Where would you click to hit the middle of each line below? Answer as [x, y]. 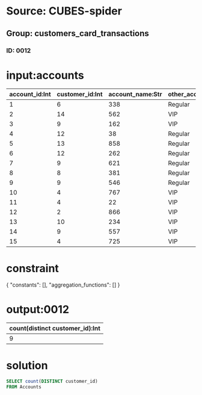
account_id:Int [30, 95]
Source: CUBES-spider [64, 11]
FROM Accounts [24, 387]
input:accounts [45, 75]
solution [27, 365]
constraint [32, 268]
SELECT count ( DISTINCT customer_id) [52, 381]
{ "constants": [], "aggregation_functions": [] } [63, 285]
